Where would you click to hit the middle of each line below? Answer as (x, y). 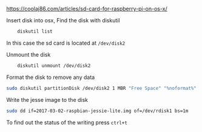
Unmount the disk (29, 54)
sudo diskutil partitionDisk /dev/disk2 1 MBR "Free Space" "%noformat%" (102, 88)
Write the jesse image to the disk (47, 99)
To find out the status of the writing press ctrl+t (67, 122)
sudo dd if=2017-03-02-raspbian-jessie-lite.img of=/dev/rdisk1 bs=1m (97, 111)
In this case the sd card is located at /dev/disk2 (66, 43)
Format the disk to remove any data (51, 77)
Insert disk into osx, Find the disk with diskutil (63, 20)
